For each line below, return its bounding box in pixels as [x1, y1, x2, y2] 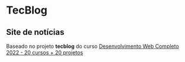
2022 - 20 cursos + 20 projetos [6, 49, 84, 56]
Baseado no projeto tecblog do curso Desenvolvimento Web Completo [6, 43, 179, 50]
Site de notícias [6, 27, 65, 37]
